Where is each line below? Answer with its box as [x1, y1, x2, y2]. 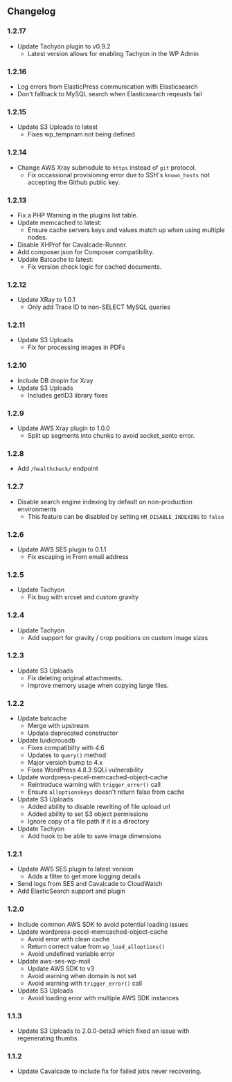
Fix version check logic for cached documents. [27, 263, 162, 271]
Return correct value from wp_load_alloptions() [27, 942, 166, 950]
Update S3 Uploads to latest [17, 123, 98, 131]
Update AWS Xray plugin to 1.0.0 [17, 424, 111, 432]
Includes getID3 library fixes [27, 391, 109, 399]
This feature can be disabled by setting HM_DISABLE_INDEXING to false [27, 512, 224, 520]
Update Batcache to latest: [17, 255, 93, 263]
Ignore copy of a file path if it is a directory [27, 817, 150, 826]
